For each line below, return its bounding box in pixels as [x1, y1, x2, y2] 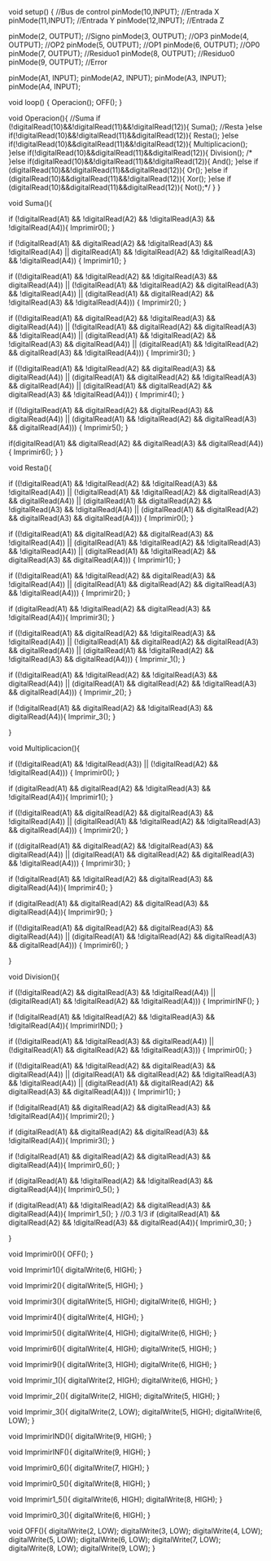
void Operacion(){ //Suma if [8, 113, 101, 123]
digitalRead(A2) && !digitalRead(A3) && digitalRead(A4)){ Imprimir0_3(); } [8, 1217, 252, 1227]
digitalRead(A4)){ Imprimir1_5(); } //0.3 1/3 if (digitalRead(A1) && [8, 1209, 221, 1218]
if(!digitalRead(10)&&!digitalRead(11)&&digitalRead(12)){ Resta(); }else [8, 130, 239, 140]
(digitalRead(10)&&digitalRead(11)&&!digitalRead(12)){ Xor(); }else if [8, 174, 232, 183]
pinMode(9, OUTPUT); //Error [8, 57, 107, 67]
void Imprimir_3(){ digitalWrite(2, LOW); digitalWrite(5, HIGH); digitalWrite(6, [8, 1407, 262, 1416]
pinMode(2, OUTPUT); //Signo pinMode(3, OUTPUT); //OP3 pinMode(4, [8, 32, 250, 41]
